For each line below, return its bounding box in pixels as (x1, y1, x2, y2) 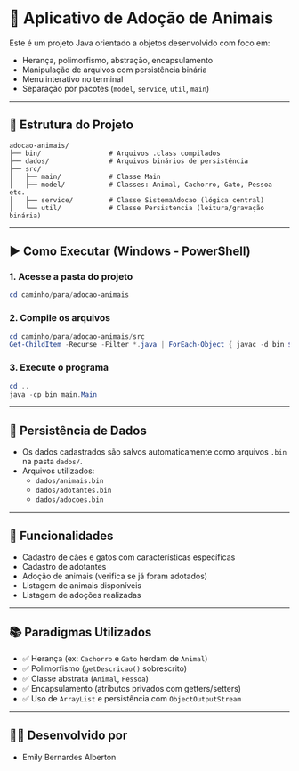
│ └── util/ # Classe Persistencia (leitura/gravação (9, 203, 265, 212)
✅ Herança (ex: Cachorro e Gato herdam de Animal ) (21, 652, 208, 663)
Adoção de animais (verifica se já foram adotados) (21, 570, 207, 582)
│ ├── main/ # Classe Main (9, 172, 162, 181)
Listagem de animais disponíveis (21, 580, 142, 591)
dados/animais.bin (35, 477, 104, 486)
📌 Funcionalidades (9, 528, 114, 543)
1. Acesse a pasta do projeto (9, 271, 133, 283)
